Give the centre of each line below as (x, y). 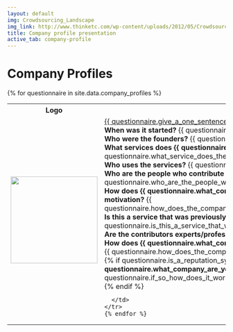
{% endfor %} (126, 314)
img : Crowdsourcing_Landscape (51, 20)
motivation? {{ (128, 200)
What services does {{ (142, 148)
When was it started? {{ (144, 131)
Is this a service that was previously (165, 217)
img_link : (21, 26)
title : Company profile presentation (62, 33)
